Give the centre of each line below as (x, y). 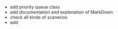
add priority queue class (35, 7)
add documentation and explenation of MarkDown (61, 12)
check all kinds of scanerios (39, 17)
